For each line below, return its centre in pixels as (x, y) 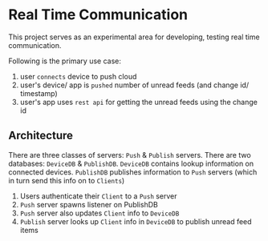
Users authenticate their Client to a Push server (99, 196)
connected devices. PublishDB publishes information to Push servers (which (133, 172)
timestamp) (39, 93)
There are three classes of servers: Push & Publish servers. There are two (130, 155)
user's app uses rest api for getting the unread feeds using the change (139, 102)
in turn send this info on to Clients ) (67, 180)
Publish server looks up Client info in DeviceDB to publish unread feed (136, 221)
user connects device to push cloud (78, 76)
